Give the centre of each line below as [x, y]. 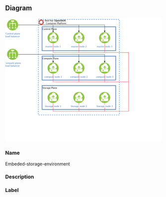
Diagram [19, 8]
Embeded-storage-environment [38, 164]
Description [20, 177]
